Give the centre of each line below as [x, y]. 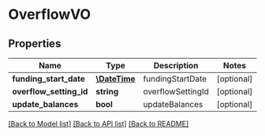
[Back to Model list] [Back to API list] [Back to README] [99, 124]
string [107, 92]
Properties [35, 44]
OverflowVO [50, 15]
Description [176, 66]
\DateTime [116, 79]
